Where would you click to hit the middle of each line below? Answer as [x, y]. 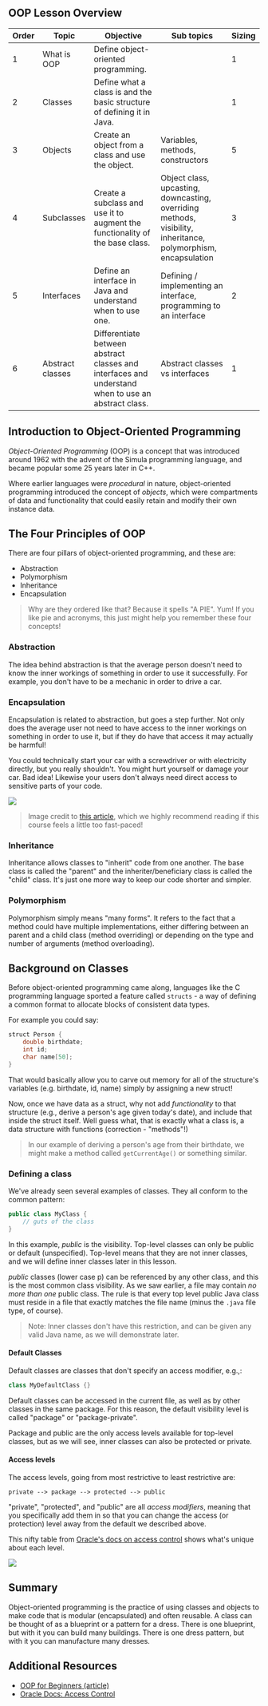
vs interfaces [185, 373]
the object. [114, 164]
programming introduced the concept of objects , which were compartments [133, 492]
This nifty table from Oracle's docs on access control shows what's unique [131, 1539]
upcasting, [181, 188]
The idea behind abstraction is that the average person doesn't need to [125, 664]
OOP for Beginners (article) [64, 1685]
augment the [118, 223]
